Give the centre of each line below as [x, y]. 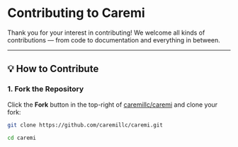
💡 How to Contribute [53, 69]
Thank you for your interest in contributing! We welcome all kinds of [106, 33]
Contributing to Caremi [76, 13]
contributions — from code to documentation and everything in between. [114, 40]
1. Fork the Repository [46, 89]
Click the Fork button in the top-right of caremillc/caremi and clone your [113, 105]
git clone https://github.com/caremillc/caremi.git [85, 125]
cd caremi [22, 138]
